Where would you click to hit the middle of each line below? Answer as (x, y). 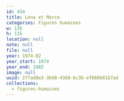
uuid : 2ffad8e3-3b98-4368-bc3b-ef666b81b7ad (62, 78)
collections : (22, 84)
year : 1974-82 (24, 56)
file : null (20, 50)
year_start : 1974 (28, 61)
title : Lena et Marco (33, 17)
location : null (25, 39)
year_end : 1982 (25, 67)
